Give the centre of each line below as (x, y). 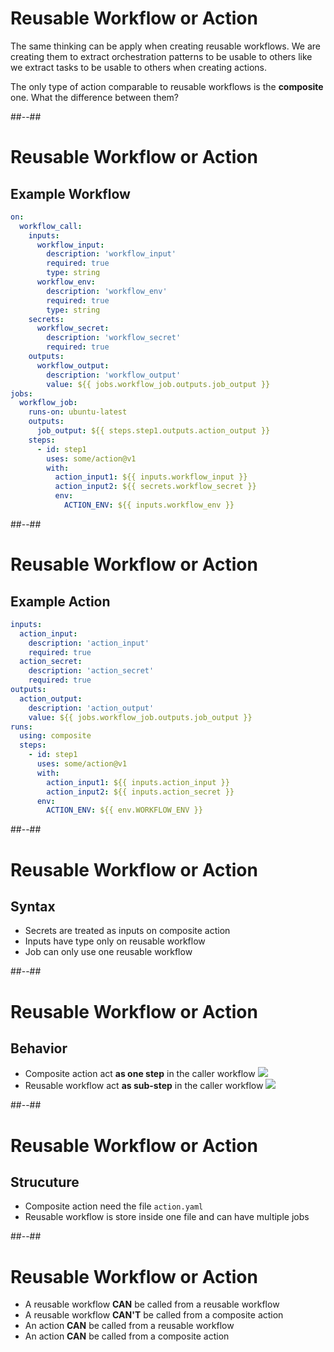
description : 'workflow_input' (111, 254)
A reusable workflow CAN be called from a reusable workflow (152, 1304)
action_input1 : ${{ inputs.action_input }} (138, 782)
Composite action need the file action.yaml (114, 1206)
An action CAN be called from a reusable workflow (129, 1326)
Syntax (33, 906)
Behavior (39, 1048)
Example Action (60, 601)
